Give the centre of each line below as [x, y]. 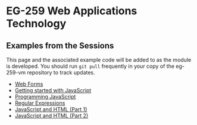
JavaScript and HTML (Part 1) [51, 109]
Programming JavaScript [45, 97]
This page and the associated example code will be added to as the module [99, 60]
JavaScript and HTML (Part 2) [51, 115]
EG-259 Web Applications [72, 11]
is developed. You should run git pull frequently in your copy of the [90, 66]
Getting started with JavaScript [53, 90]
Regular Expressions [40, 103]
